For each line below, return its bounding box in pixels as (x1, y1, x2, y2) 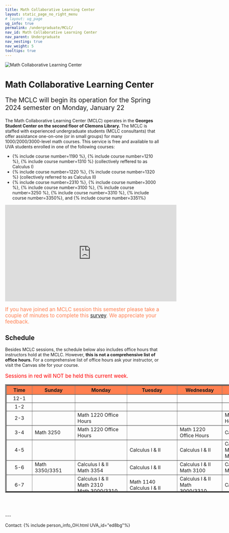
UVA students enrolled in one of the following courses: (5, 143, 115, 150)
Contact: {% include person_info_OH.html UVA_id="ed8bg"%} (5, 522, 131, 528)
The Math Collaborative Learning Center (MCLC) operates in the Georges (5, 117, 153, 123)
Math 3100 (179, 467, 206, 474)
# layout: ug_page (5, 16, 43, 21)
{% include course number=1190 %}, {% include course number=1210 (12, 153, 153, 159)
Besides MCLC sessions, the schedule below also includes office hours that (5, 346, 158, 352)
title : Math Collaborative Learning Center (5, 7, 95, 12)
